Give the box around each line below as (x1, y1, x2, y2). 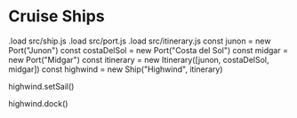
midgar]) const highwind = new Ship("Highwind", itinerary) (8, 64, 223, 75)
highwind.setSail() (8, 81, 75, 91)
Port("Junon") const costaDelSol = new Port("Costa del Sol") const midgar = (8, 44, 288, 55)
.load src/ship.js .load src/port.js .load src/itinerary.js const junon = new (8, 35, 271, 46)
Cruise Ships (8, 6, 105, 27)
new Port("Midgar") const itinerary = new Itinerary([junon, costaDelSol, (8, 54, 269, 65)
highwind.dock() (8, 98, 68, 108)
